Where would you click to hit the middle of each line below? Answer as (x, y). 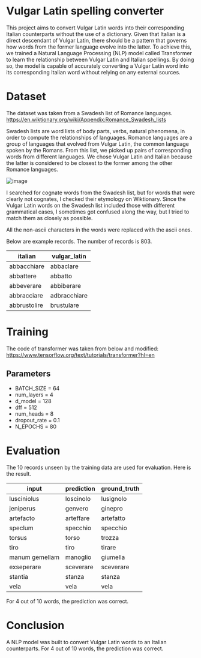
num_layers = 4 (34, 395)
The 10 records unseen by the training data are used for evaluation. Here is (99, 467)
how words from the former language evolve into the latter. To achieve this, (99, 47)
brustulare (64, 305)
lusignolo (114, 498)
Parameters (28, 374)
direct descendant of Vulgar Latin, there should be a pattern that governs (97, 40)
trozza (110, 537)
